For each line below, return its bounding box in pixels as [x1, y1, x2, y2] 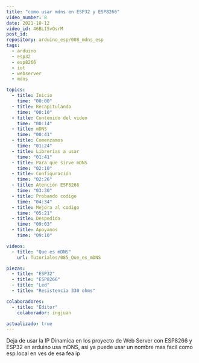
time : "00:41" [17, 132, 52, 138]
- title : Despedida [11, 216, 61, 222]
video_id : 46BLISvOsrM [6, 25, 63, 32]
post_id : [6, 31, 28, 37]
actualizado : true [6, 320, 52, 327]
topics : [6, 87, 26, 93]
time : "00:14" [17, 120, 52, 126]
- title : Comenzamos [11, 137, 63, 143]
